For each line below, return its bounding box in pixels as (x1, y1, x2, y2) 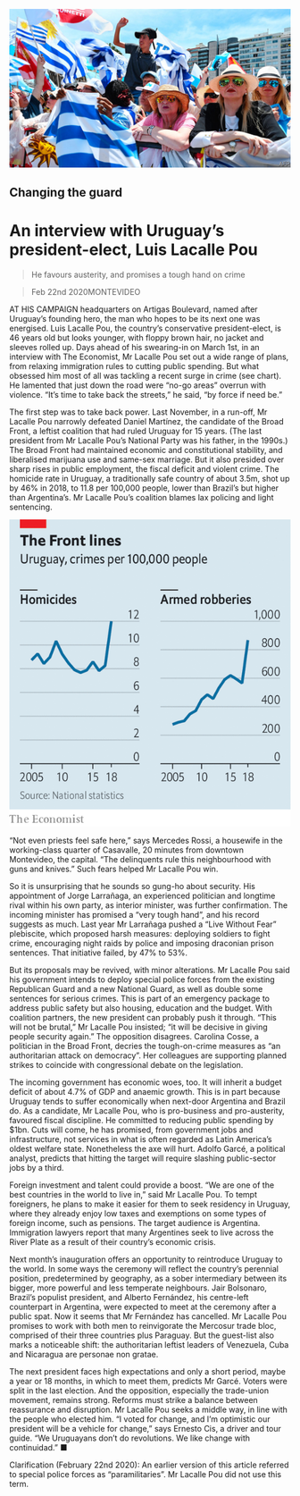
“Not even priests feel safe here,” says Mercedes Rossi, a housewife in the (9, 835, 283, 845)
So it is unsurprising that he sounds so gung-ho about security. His (9, 880, 256, 891)
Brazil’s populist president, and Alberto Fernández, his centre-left (9, 1291, 249, 1302)
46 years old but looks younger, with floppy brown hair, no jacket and (9, 332, 264, 343)
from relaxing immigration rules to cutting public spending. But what (9, 360, 259, 371)
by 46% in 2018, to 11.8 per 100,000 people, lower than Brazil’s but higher (9, 483, 279, 493)
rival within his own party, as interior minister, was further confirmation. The (9, 899, 288, 911)
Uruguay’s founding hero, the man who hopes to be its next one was (9, 313, 261, 324)
